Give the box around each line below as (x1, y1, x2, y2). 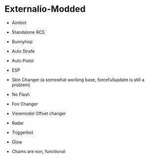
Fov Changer (11, 101, 38, 106)
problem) (11, 82, 30, 88)
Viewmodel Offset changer (11, 110, 66, 116)
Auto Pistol (11, 57, 34, 63)
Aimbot (11, 20, 26, 26)
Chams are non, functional (11, 148, 66, 154)
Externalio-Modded (4, 3, 86, 15)
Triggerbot (11, 129, 34, 135)
